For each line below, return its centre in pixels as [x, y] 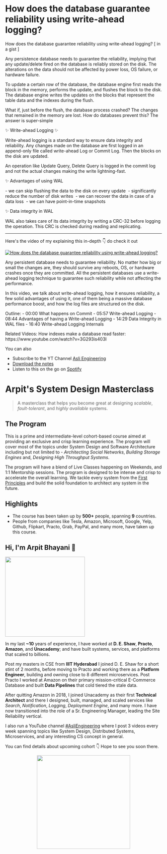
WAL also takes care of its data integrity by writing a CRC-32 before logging [83, 221]
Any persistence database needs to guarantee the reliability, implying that [81, 58]
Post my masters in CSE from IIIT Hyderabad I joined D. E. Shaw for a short [82, 664]
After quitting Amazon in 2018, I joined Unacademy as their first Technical [81, 695]
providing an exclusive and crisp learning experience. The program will [78, 441]
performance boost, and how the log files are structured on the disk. [75, 304]
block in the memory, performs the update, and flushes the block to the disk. [84, 89]
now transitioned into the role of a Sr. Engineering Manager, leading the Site [83, 711]
